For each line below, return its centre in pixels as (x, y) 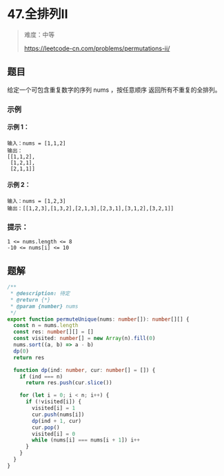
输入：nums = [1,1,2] (37, 143)
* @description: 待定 (40, 294)
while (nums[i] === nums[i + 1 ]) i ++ (86, 440)
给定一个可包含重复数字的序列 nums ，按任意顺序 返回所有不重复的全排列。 (114, 90)
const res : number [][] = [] (54, 332)
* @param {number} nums (44, 306)
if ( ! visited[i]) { (53, 402)
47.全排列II (38, 14)
